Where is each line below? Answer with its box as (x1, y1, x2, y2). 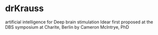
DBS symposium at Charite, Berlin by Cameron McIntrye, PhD (5, 24, 129, 30)
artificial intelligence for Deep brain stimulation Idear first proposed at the (5, 19, 154, 25)
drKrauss (5, 3, 44, 14)
